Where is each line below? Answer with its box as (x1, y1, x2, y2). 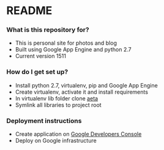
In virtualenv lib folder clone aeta (15, 94, 99, 102)
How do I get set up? (6, 68, 69, 77)
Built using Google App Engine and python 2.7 (15, 46, 132, 53)
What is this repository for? (6, 26, 90, 34)
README (6, 4, 53, 18)
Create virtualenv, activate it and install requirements (15, 88, 149, 96)
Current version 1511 (15, 53, 66, 60)
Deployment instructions (6, 116, 82, 125)
